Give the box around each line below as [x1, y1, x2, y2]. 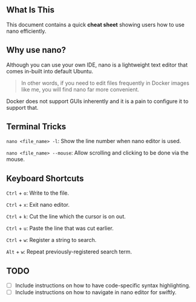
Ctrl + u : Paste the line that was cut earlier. [6, 224, 114, 232]
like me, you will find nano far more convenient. [21, 86, 140, 93]
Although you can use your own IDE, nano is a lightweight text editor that [6, 61, 188, 69]
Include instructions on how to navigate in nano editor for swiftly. [15, 289, 177, 296]
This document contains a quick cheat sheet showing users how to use [6, 21, 185, 28]
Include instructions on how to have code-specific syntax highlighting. [15, 282, 191, 289]
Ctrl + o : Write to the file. [6, 189, 70, 196]
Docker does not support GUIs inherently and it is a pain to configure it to [6, 97, 189, 105]
